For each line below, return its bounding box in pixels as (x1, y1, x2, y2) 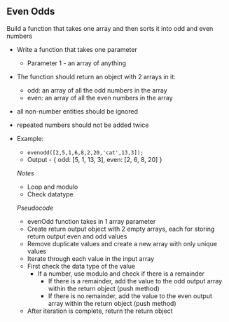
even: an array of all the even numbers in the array (27, 93, 173, 102)
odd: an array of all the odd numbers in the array (27, 86, 167, 94)
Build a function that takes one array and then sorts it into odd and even (6, 24, 214, 32)
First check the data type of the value (27, 262, 136, 270)
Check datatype (27, 189, 74, 199)
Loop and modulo (27, 182, 78, 191)
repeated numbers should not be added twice (16, 121, 149, 129)
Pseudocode (16, 203, 54, 212)
